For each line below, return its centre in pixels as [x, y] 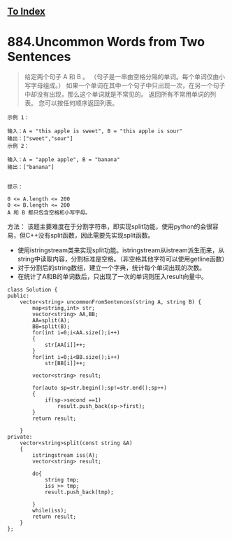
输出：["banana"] [31, 168]
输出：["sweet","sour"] [40, 139]
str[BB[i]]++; [65, 364]
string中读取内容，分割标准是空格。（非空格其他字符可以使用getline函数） [123, 259]
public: [19, 296]
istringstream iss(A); [65, 456]
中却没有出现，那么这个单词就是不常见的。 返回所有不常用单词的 [117, 95]
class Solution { [32, 290]
